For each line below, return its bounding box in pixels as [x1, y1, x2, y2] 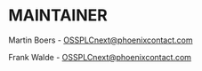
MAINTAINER [8, 5, 108, 26]
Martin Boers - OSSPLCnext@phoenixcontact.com [8, 35, 193, 45]
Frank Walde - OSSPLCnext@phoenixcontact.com [8, 51, 192, 62]
